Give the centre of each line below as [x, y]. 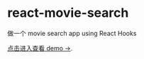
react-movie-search [68, 13]
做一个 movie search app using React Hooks [72, 33]
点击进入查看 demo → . [40, 48]
